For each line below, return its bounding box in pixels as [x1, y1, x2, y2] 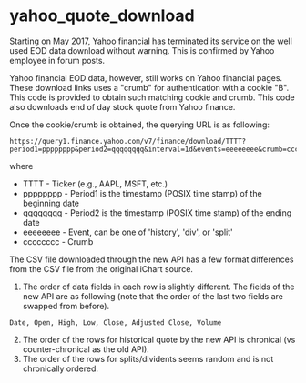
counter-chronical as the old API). [22, 343, 150, 355]
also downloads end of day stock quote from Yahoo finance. [9, 101, 236, 112]
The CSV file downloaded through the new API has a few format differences [9, 254, 294, 265]
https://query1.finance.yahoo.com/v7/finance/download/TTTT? [9, 136, 247, 146]
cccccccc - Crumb [22, 236, 94, 247]
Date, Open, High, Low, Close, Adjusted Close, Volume [9, 317, 222, 328]
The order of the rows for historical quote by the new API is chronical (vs [22, 334, 296, 345]
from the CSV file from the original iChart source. [9, 263, 194, 274]
